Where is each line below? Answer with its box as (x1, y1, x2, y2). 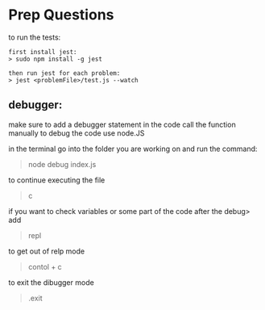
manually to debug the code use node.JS (8, 128, 145, 138)
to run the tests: (8, 32, 61, 42)
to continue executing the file (8, 175, 106, 185)
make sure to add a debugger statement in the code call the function (8, 119, 236, 129)
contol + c (27, 262, 62, 271)
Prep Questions (8, 6, 114, 24)
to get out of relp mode (8, 246, 85, 256)
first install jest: (8, 48, 78, 56)
